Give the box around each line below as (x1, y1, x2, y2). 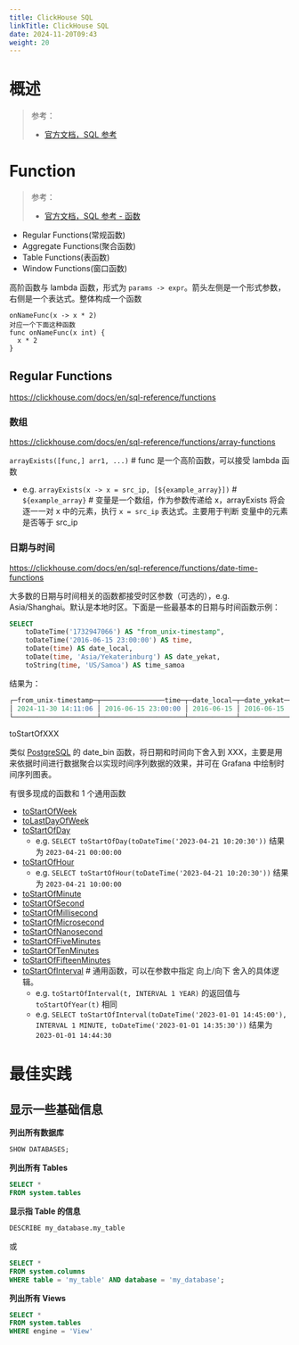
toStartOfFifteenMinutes (21, 955, 111, 966)
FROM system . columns (9, 1266, 86, 1276)
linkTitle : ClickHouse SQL (9, 21, 109, 30)
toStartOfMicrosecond (21, 917, 105, 928)
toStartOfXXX (9, 728, 60, 739)
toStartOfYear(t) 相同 (35, 999, 118, 1009)
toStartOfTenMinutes (21, 945, 100, 956)
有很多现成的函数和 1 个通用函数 (9, 788, 126, 799)
